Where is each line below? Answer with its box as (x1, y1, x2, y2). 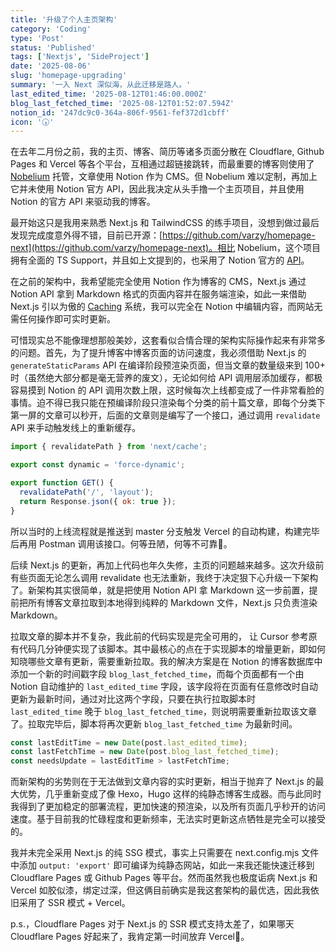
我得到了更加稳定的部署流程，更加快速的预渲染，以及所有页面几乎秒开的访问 (10, 801, 326, 813)
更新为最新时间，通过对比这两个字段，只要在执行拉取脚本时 (10, 692, 256, 705)
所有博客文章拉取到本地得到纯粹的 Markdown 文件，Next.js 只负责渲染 (27, 596, 318, 608)
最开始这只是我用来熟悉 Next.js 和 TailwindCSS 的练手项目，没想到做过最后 (10, 217, 320, 229)
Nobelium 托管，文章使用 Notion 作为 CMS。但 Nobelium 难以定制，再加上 (10, 171, 318, 183)
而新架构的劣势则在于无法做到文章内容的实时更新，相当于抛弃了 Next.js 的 (10, 776, 316, 788)
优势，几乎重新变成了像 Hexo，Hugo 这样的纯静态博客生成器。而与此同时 (18, 788, 322, 800)
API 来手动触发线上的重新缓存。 (10, 422, 142, 434)
